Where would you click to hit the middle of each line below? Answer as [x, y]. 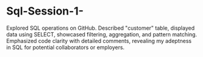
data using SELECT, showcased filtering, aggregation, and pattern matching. [102, 34]
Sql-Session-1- [45, 11]
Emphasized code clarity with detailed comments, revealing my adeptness [99, 41]
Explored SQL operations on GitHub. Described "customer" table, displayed [101, 28]
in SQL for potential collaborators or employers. [65, 47]
